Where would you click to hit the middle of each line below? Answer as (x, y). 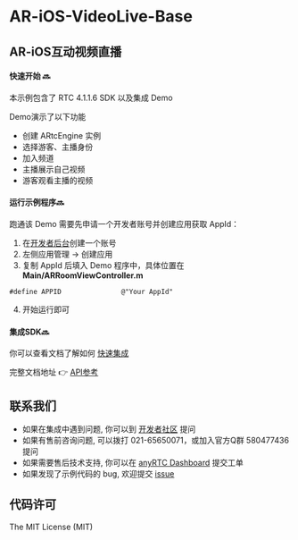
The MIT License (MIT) (51, 527)
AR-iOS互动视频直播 (66, 51)
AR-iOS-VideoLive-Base (101, 17)
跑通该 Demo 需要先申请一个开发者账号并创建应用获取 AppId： (124, 224)
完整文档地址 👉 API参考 (54, 372)
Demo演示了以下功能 (48, 116)
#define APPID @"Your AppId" (91, 291)
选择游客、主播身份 (58, 147)
